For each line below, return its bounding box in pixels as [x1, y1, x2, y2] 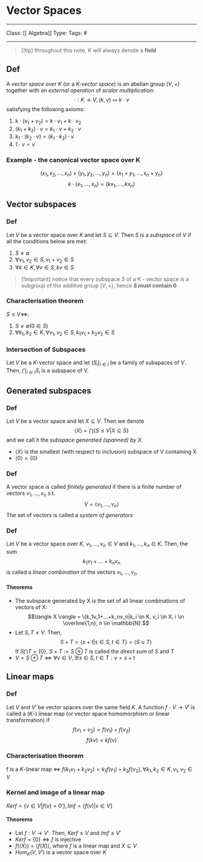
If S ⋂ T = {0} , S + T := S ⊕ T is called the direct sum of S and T [14, 648, 174, 655]
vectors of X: [14, 603, 48, 611]
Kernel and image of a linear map [6, 788, 105, 797]
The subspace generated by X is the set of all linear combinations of [14, 597, 185, 604]
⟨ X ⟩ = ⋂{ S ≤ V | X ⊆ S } [74, 427, 129, 434]
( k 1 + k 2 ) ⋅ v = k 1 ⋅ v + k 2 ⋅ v [14, 125, 82, 133]
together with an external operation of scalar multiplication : [6, 86, 155, 94]
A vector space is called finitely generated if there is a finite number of [6, 483, 182, 491]
